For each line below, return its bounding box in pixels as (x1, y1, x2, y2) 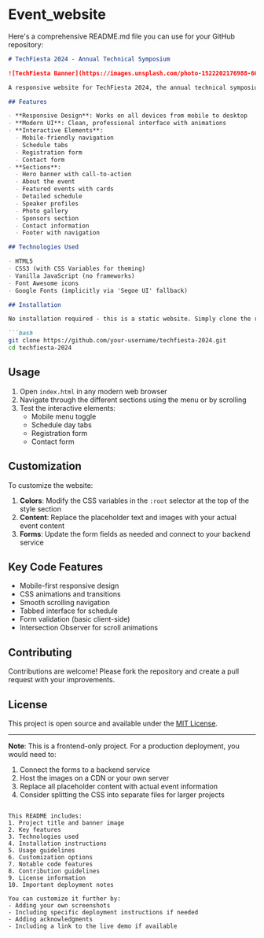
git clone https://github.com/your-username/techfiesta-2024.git (8, 337, 226, 345)
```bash (8, 329, 34, 338)
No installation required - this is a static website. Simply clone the (8, 315, 251, 323)
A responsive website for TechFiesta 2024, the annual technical (8, 83, 226, 91)
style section (19, 504, 61, 513)
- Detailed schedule (15, 193, 82, 201)
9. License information (8, 874, 86, 882)
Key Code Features (8, 560, 104, 574)
